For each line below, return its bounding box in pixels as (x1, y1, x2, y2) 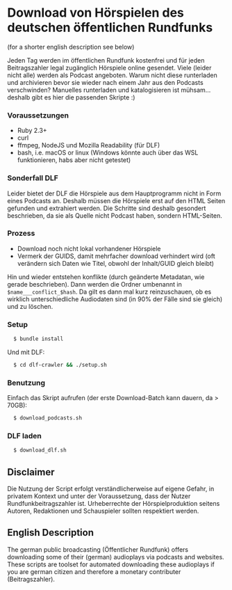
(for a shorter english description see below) (7, 42, 135, 51)
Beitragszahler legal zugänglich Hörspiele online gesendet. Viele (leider (7, 63, 212, 72)
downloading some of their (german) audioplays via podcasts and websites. (7, 552, 224, 561)
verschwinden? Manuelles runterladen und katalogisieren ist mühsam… (7, 86, 211, 94)
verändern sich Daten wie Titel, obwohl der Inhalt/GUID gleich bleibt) (17, 259, 214, 267)
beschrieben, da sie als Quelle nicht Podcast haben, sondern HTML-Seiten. (7, 211, 222, 220)
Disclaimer (7, 466, 55, 478)
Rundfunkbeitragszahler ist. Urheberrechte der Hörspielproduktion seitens (7, 500, 220, 508)
